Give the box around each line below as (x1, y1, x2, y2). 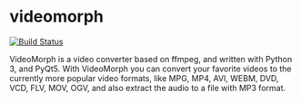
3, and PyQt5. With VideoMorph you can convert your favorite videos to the (9, 63, 292, 74)
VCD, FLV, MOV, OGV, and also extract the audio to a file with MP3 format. (9, 82, 286, 93)
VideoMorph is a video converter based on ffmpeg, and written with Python (9, 53, 293, 64)
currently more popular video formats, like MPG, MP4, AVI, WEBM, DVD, (9, 72, 279, 83)
